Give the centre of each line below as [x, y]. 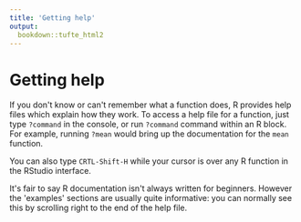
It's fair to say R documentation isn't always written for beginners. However [151, 188]
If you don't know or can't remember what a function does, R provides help [150, 105]
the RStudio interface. [50, 171]
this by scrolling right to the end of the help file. [99, 208]
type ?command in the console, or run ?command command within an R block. [148, 125]
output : [24, 26]
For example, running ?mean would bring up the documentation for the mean [149, 134]
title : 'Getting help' [52, 18]
